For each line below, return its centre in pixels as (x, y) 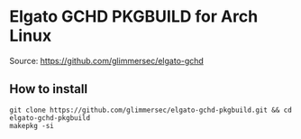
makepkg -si (32, 125)
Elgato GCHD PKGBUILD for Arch (134, 17)
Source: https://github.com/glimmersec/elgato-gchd (107, 60)
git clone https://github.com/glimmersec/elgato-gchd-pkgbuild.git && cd (151, 110)
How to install (49, 89)
